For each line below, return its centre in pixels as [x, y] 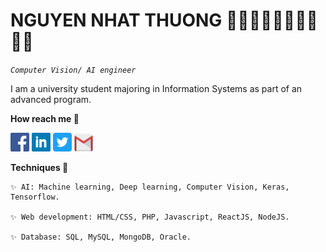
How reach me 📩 [45, 118]
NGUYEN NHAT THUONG [116, 20]
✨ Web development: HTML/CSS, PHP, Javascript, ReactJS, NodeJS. [150, 217]
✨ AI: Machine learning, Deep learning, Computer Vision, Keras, [150, 187]
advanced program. [51, 99]
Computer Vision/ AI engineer [73, 70]
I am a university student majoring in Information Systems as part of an [156, 88]
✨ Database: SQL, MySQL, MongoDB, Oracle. [101, 237]
